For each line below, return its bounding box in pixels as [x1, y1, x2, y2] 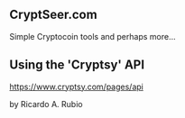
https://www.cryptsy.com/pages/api [9, 81, 144, 92]
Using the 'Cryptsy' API [9, 58, 145, 73]
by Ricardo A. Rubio [9, 98, 83, 109]
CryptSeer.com [9, 7, 97, 23]
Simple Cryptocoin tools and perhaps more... [9, 31, 176, 41]
